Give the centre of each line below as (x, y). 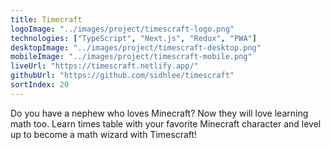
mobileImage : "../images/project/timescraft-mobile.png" (131, 57)
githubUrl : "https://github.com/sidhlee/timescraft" (122, 76)
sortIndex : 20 (40, 85)
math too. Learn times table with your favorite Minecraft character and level (166, 123)
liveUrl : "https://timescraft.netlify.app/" (104, 66)
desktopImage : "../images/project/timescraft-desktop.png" (136, 47)
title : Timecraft (46, 19)
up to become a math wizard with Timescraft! (104, 134)
